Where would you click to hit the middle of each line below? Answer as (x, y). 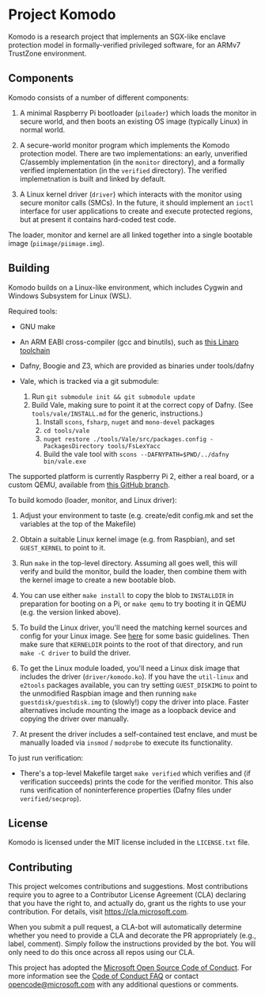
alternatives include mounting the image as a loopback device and (128, 710)
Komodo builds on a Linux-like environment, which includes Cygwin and (125, 287)
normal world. (42, 129)
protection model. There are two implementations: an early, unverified (133, 153)
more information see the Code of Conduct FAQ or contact (104, 976)
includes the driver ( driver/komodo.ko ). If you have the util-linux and (134, 677)
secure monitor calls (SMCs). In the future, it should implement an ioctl (137, 202)
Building (29, 268)
